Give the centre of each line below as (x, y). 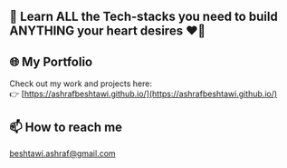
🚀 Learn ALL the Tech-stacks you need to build (143, 17)
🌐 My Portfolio (51, 61)
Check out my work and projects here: (81, 84)
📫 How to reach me (66, 127)
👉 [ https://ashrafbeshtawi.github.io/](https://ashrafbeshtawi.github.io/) (143, 94)
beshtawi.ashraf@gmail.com (62, 153)
